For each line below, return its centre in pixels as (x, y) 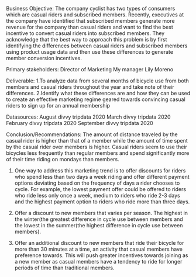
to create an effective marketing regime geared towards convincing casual (96, 99)
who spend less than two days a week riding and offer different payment (102, 177)
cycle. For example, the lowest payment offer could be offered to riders (100, 189)
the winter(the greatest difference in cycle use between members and (99, 219)
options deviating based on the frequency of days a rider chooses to (97, 183)
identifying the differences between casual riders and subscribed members (97, 46)
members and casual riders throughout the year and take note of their (90, 87)
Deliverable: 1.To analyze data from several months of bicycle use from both (97, 81)
